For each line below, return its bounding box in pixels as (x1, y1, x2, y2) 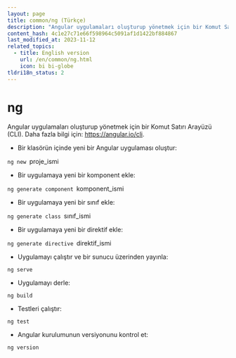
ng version (7, 344, 39, 352)
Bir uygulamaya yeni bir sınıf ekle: (17, 198, 115, 207)
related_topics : (7, 43, 55, 50)
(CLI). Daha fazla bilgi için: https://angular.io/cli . (7, 130, 145, 139)
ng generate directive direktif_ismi (7, 239, 112, 248)
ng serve (7, 267, 33, 274)
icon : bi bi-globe (20, 63, 74, 70)
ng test (7, 318, 30, 326)
